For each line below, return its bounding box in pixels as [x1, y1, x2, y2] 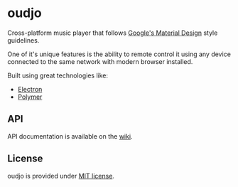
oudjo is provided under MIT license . [7, 171, 115, 180]
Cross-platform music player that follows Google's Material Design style [7, 28, 218, 37]
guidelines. [7, 36, 40, 44]
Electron [17, 85, 43, 93]
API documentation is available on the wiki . [7, 132, 133, 140]
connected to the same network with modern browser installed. [7, 57, 193, 65]
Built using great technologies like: [7, 71, 109, 80]
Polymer [17, 92, 43, 101]
